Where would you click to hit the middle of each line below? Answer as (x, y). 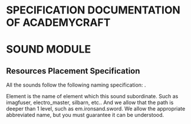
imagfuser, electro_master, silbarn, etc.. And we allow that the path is (90, 102)
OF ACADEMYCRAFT (58, 23)
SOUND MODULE (49, 49)
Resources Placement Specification (73, 71)
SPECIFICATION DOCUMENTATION (93, 10)
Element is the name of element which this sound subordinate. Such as (92, 97)
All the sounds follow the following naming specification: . (76, 85)
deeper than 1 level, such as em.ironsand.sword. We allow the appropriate (96, 109)
